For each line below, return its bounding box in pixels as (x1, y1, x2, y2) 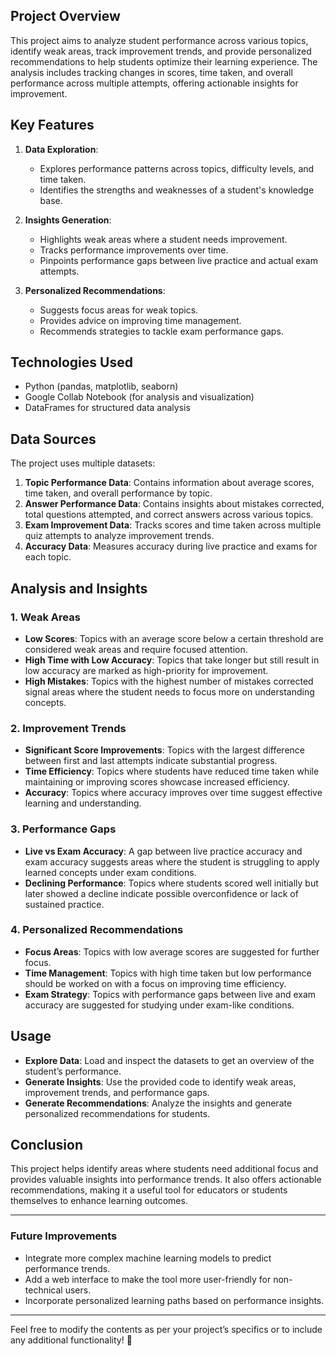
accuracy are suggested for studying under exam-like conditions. (24, 999, 295, 1011)
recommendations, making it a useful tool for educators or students (10, 1184, 288, 1196)
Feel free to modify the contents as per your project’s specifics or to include (10, 1323, 323, 1335)
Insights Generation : (24, 214, 112, 226)
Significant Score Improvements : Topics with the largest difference (24, 744, 305, 756)
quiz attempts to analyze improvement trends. (24, 530, 215, 542)
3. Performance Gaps (10, 822, 117, 836)
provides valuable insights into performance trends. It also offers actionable (10, 1174, 322, 1186)
